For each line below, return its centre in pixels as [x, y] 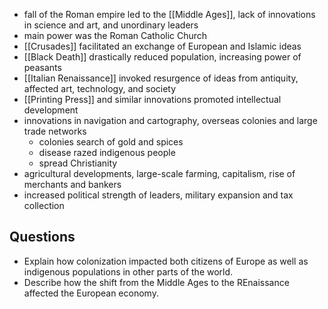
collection [44, 205]
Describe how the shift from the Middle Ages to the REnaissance [156, 282]
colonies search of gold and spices [111, 142]
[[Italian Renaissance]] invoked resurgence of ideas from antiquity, [161, 78]
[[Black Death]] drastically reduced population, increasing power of [162, 57]
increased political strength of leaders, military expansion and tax [158, 195]
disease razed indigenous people [107, 152]
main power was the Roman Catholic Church [115, 35]
